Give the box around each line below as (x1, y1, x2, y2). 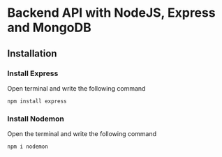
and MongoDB (7, 20, 92, 36)
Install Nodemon (7, 114, 64, 124)
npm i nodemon (7, 143, 49, 151)
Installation (7, 47, 57, 59)
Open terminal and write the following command (7, 84, 146, 92)
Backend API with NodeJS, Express (7, 5, 216, 21)
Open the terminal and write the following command (7, 130, 157, 138)
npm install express (7, 98, 68, 105)
